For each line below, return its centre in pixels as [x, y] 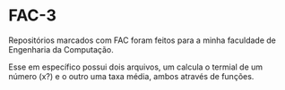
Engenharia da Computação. [61, 49]
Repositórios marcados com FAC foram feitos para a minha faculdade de [142, 40]
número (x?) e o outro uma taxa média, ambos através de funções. [131, 76]
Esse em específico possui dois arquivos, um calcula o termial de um [136, 67]
